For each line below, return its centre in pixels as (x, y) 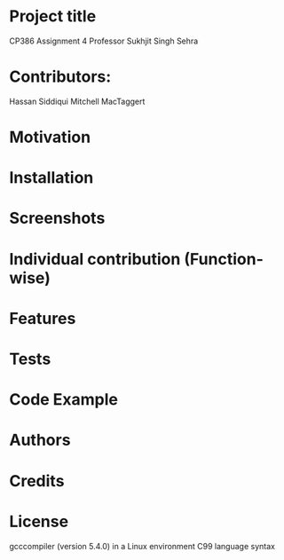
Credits (37, 481)
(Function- (224, 259)
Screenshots (57, 218)
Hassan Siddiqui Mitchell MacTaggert (77, 101)
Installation (51, 178)
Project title (53, 16)
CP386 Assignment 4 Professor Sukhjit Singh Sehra (104, 41)
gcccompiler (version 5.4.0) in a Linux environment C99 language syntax (142, 546)
